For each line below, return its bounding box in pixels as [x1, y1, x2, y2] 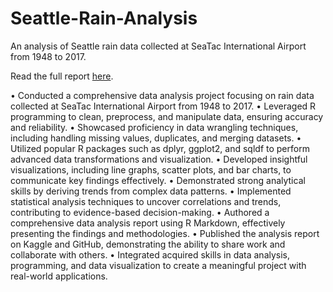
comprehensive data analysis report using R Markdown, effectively [10, 217, 286, 229]
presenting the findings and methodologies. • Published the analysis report [10, 227, 320, 239]
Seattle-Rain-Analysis [10, 7, 198, 30]
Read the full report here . [10, 70, 114, 82]
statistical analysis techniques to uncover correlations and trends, [10, 195, 282, 207]
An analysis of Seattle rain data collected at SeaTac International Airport [10, 40, 307, 52]
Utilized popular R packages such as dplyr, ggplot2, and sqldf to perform [10, 142, 310, 154]
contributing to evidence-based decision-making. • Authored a [10, 206, 270, 218]
